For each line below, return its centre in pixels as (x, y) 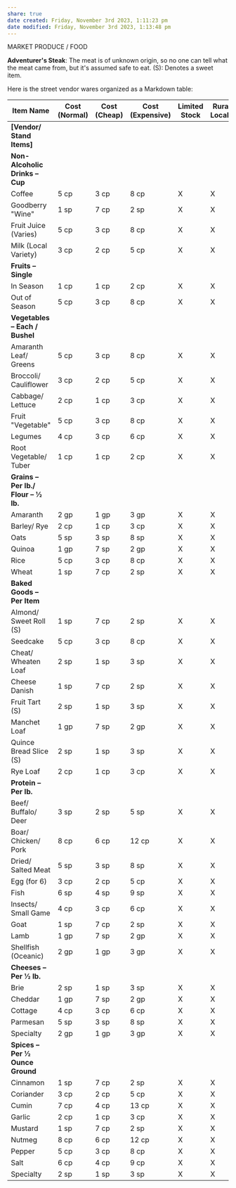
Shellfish (25, 947)
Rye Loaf (26, 772)
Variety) (24, 255)
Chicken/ (26, 841)
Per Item (25, 601)
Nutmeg (24, 1140)
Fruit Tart (26, 702)
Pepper (23, 1151)
